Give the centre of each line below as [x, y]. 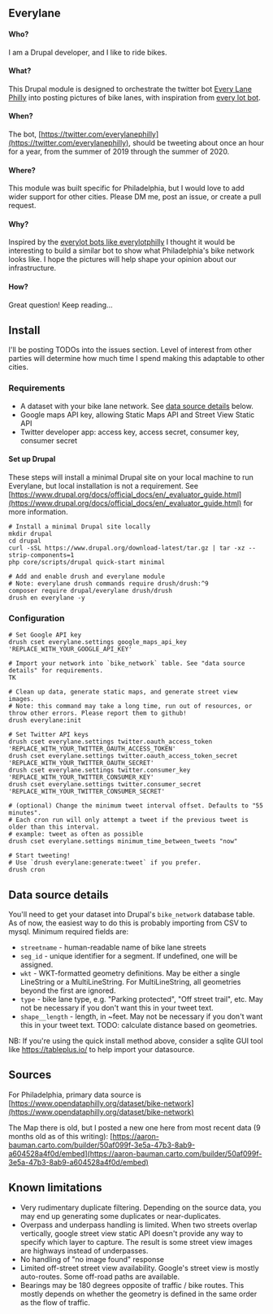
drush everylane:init [45, 720]
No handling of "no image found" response [92, 1259]
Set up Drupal [32, 459]
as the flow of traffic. [55, 1302]
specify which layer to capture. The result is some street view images [136, 1242]
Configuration [37, 618]
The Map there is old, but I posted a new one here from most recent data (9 [135, 1127]
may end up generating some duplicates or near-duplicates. [121, 1216]
